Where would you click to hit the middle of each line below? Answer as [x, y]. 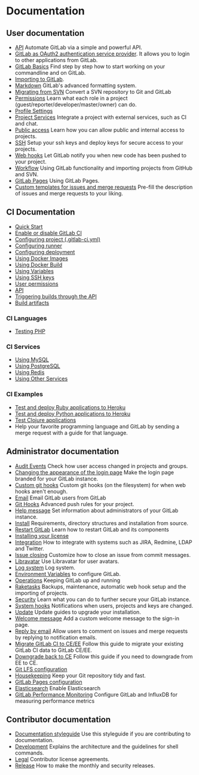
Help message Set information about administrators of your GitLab [97, 510]
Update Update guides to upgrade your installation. [78, 612]
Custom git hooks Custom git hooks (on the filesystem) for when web [100, 485]
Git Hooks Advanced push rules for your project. [74, 504]
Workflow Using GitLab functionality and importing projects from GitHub [104, 168]
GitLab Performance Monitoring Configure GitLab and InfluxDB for [96, 694]
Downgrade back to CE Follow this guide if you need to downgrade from [104, 656]
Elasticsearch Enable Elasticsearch [58, 688]
